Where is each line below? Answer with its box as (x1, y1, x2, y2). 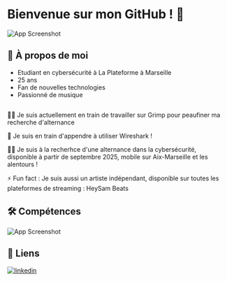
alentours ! (7, 160, 38, 168)
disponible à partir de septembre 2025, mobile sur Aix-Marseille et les (7, 153, 208, 161)
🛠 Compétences (7, 206, 82, 217)
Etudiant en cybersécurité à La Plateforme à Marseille (17, 68, 172, 76)
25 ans (17, 75, 38, 84)
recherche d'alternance (7, 118, 75, 127)
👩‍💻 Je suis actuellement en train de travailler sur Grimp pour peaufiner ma (7, 111, 221, 120)
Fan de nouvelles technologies (17, 83, 106, 92)
